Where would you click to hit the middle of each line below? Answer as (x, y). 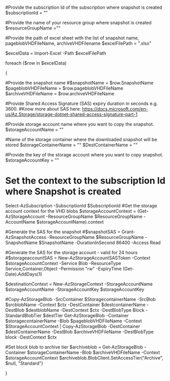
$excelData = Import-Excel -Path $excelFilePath (56, 53)
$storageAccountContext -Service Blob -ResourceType (63, 263)
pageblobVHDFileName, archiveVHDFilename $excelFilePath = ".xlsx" (78, 43)
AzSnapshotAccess (26, 237)
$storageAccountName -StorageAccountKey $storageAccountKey (75, 289)
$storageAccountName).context (70, 222)
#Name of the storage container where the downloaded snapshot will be (81, 139)
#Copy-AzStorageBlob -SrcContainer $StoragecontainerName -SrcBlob (81, 299)
